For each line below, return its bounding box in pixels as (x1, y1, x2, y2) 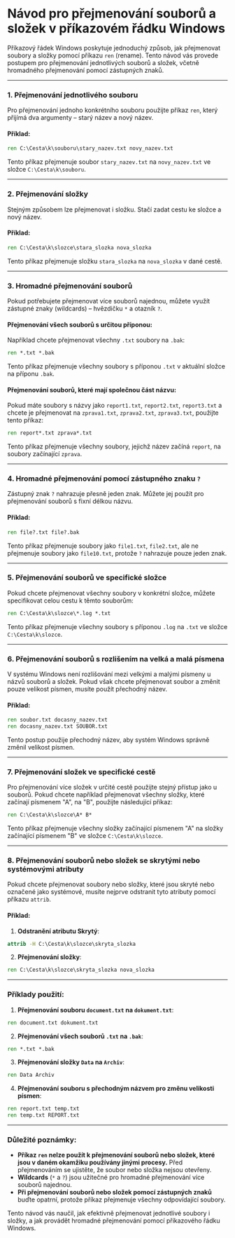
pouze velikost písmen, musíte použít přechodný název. (7, 685, 168, 693)
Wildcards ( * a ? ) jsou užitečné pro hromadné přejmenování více (17, 1173, 205, 1182)
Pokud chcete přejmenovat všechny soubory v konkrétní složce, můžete (7, 589, 215, 597)
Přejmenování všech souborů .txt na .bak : (17, 1032, 143, 1040)
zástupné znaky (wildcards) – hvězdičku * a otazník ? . (7, 304, 163, 312)
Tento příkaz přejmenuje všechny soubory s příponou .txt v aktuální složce (7, 362, 226, 371)
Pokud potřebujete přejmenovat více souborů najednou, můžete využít (7, 296, 211, 305)
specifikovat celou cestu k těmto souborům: (7, 596, 134, 605)
